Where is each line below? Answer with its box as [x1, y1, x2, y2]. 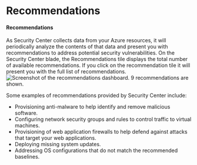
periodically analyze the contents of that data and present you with [6, 43, 169, 50]
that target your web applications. [14, 134, 97, 142]
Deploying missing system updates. [14, 141, 101, 148]
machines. [14, 122, 40, 129]
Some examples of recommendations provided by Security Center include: [6, 92, 187, 99]
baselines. [14, 153, 40, 160]
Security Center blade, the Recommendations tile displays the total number [6, 56, 188, 63]
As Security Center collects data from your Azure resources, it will [6, 37, 166, 44]
